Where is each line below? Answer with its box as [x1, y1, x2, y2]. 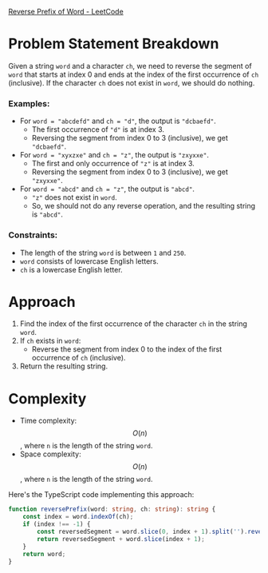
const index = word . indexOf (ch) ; [22, 513, 134, 521]
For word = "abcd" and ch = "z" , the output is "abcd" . [19, 184, 195, 194]
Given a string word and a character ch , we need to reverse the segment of [8, 61, 253, 70]
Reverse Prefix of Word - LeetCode [8, 7, 124, 16]
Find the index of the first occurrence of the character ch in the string [19, 319, 247, 328]
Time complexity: [19, 416, 77, 426]
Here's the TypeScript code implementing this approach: [8, 490, 195, 499]
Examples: [8, 97, 50, 109]
